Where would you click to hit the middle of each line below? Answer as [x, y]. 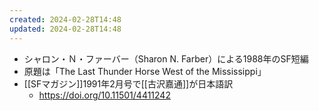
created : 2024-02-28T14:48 [65, 19]
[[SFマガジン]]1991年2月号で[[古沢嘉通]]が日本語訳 [128, 83]
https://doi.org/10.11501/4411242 [104, 95]
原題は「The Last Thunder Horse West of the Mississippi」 [145, 71]
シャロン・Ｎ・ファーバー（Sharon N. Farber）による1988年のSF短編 [166, 58]
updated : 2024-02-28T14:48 [65, 29]
